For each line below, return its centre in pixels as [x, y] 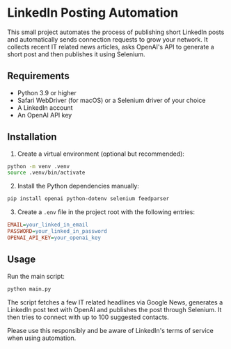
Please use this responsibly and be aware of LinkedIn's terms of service [110, 330]
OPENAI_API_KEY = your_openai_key [54, 238]
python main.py [29, 289]
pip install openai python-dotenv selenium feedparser [88, 199]
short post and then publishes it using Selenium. [76, 54]
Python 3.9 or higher [47, 92]
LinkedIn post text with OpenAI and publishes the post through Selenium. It [114, 309]
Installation [32, 137]
